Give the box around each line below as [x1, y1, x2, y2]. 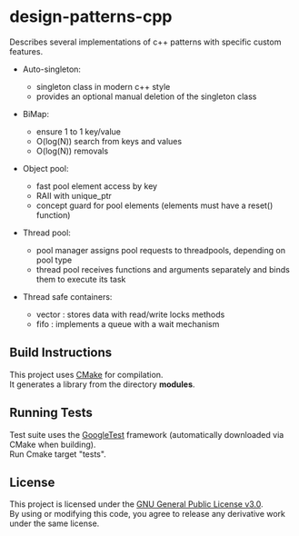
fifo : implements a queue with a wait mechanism [35, 318, 220, 329]
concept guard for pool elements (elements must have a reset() [35, 200, 274, 211]
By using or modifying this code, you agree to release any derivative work [9, 509, 286, 520]
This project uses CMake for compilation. [9, 369, 164, 380]
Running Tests [9, 405, 93, 421]
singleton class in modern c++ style [35, 81, 171, 92]
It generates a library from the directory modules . [9, 379, 195, 390]
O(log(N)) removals [35, 145, 109, 156]
